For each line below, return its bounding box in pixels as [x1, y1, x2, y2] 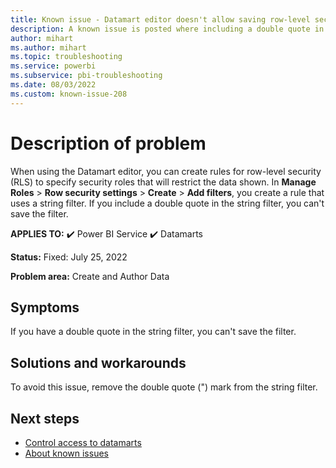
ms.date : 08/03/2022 [10, 80, 97, 90]
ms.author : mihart [10, 42, 87, 53]
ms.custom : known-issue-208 [10, 89, 128, 99]
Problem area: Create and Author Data [10, 270, 170, 282]
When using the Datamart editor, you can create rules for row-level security [10, 165, 322, 177]
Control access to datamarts [24, 437, 142, 448]
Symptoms [10, 299, 80, 316]
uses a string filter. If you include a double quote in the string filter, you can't [10, 197, 325, 209]
